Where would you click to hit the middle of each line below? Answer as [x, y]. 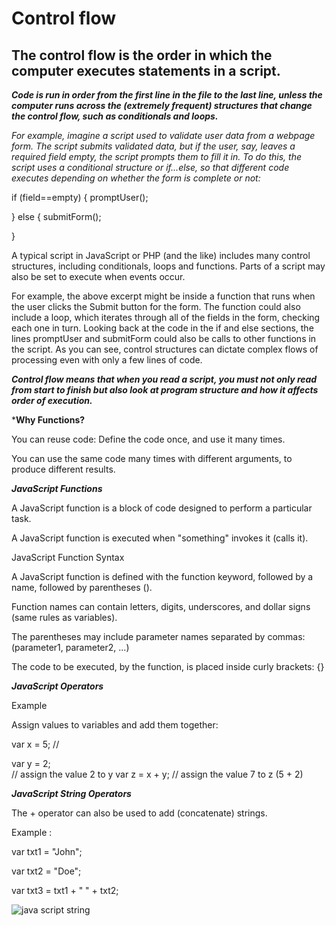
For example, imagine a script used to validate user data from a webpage [163, 135]
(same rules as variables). [64, 617]
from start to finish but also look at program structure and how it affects [165, 390]
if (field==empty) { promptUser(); [80, 197]
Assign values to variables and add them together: [115, 725]
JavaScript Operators [57, 686]
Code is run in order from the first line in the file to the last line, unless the [167, 95]
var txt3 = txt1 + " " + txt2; [65, 890]
